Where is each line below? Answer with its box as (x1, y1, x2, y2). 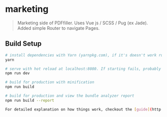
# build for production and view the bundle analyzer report (5, 93, 135, 98)
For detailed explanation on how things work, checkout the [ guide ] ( (5, 107, 153, 112)
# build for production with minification (5, 80, 94, 85)
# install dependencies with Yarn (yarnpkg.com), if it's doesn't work (5, 53, 157, 58)
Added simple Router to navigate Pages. (17, 25, 100, 31)
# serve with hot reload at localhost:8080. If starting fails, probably (5, 66, 162, 71)
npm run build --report (5, 98, 55, 103)
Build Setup (5, 40, 42, 48)
